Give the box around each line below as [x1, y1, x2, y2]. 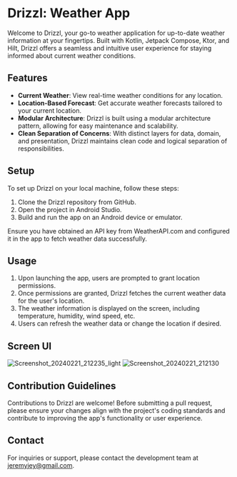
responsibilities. [17, 144, 64, 153]
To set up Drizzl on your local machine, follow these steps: [7, 184, 180, 192]
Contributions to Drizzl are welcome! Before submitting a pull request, [7, 398, 213, 407]
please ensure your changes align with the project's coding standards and [7, 406, 226, 415]
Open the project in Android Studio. [17, 205, 123, 214]
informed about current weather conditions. [7, 51, 136, 60]
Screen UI [7, 340, 52, 352]
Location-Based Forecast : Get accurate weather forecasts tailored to [17, 99, 223, 107]
